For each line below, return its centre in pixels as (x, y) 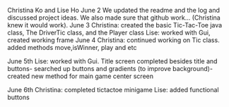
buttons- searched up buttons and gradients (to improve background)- (110, 69)
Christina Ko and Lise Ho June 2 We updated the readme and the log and (114, 10)
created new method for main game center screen (81, 76)
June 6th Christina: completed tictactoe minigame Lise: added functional (113, 90)
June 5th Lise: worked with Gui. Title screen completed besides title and (112, 61)
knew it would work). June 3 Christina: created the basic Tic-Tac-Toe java (115, 25)
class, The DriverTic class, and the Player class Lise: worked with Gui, (109, 32)
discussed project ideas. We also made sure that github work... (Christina (114, 18)
